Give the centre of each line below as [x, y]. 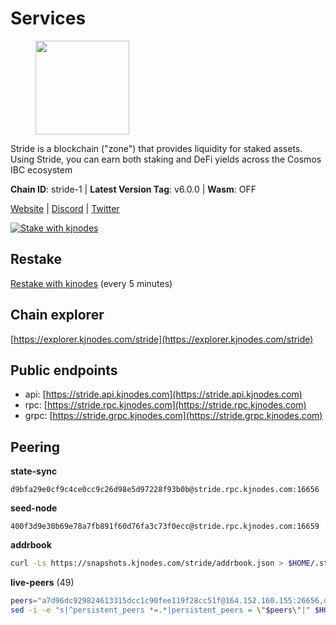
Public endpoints [64, 370]
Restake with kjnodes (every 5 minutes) [91, 283]
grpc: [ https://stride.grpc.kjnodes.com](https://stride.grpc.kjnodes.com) [173, 416]
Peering [35, 447]
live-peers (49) [42, 583]
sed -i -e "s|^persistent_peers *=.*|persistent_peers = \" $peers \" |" [160, 610]
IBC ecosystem [41, 169]
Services [48, 18]
